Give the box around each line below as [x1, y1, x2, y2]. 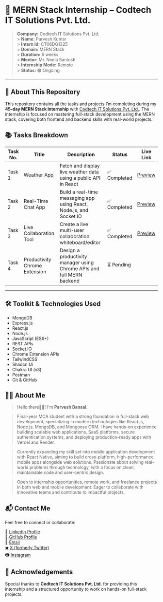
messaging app [60, 194, 95, 201]
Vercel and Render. [16, 439, 55, 445]
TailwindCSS [12, 357, 38, 362]
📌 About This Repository [5, 88, 81, 96]
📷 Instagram [5, 552, 31, 558]
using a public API [60, 174, 101, 181]
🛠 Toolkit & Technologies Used [5, 300, 101, 308]
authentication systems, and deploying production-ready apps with [16, 434, 151, 440]
